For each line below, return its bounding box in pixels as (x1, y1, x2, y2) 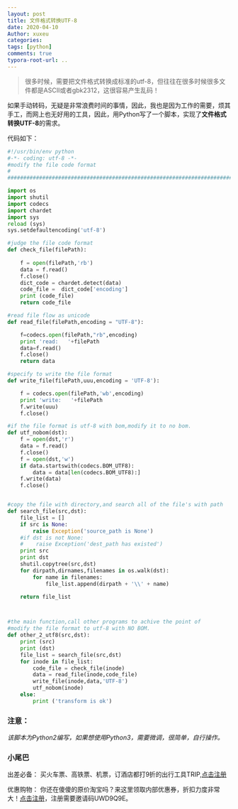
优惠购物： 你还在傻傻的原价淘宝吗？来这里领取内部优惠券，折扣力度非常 (7, 786, 220, 794)
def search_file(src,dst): (7, 508, 87, 515)
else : (20, 691, 37, 698)
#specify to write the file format (7, 371, 113, 378)
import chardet (7, 207, 52, 214)
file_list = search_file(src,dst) (20, 651, 122, 658)
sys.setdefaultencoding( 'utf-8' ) (7, 227, 106, 234)
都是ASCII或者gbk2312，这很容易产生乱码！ (30, 86, 159, 94)
